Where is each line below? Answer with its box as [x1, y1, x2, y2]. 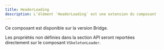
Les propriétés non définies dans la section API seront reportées [5, 34, 135, 40]
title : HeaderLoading [5, 7, 49, 12]
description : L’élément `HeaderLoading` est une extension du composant [5, 12, 157, 17]
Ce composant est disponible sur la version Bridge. [5, 25, 108, 31]
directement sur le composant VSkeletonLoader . [5, 39, 101, 45]
